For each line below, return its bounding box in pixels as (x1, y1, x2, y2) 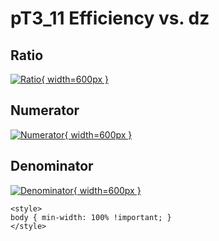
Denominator (10, 158, 94, 175)
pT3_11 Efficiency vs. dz (10, 7, 210, 30)
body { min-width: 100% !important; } (10, 212, 172, 222)
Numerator (10, 102, 80, 119)
